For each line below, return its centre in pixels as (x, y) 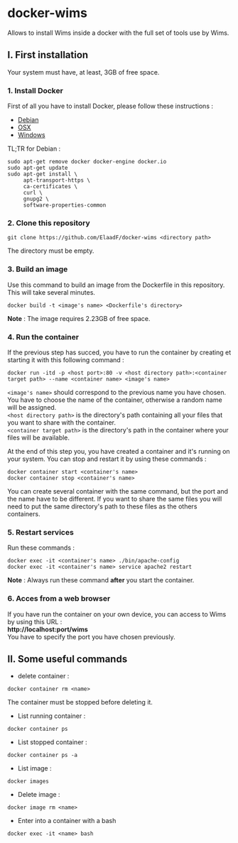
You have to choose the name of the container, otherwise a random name (115, 400)
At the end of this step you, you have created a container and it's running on (119, 451)
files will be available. (38, 437)
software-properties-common (65, 205)
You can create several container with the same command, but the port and (118, 491)
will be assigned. (32, 407)
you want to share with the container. (61, 422)
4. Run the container (43, 337)
